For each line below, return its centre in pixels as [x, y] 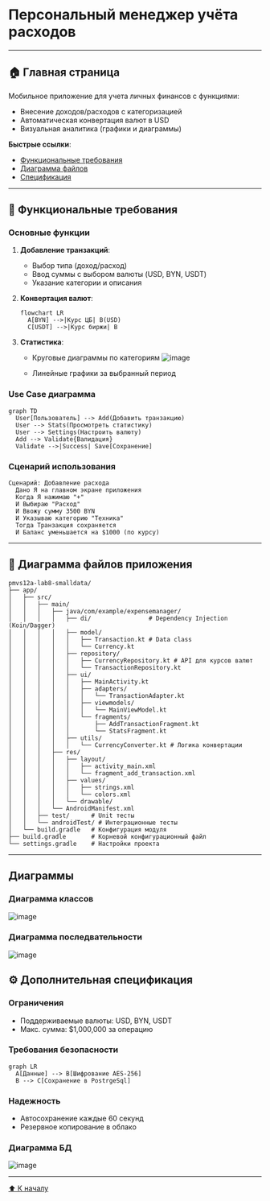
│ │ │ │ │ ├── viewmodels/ [72, 703]
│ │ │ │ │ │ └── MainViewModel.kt [88, 710]
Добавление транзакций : [65, 250]
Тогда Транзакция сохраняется [66, 526]
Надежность [35, 1100]
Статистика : [42, 342]
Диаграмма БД [40, 1148]
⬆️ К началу [29, 1188]
